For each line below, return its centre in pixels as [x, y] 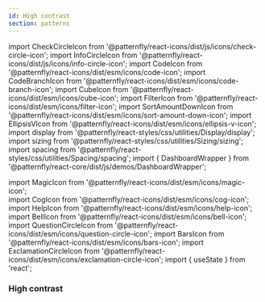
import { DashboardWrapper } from [191, 157]
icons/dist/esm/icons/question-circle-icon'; [81, 233]
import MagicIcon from [46, 182]
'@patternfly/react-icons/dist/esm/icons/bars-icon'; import [106, 242]
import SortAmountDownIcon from [176, 107]
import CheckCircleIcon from [56, 46]
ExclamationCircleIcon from [54, 250]
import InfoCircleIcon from [94, 55]
